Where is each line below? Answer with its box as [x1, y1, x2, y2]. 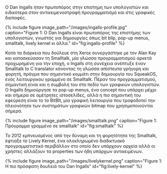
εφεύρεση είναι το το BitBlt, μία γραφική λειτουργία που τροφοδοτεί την [5, 97, 156, 103]
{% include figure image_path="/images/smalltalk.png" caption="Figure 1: [5, 118, 157, 123]
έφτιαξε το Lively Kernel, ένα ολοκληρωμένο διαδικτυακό [5, 138, 125, 144]
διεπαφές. [5, 15, 26, 20]
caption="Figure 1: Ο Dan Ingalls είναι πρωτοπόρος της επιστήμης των [5, 30, 151, 35]
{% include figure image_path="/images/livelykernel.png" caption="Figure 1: [5, 158, 163, 164]
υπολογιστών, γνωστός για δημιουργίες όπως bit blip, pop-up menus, [5, 35, 150, 41]
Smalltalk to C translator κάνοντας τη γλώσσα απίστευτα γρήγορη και [5, 66, 149, 72]
